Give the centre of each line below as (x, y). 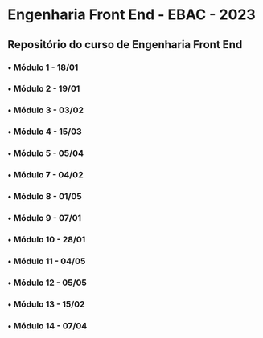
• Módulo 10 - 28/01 (47, 239)
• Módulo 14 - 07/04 (47, 325)
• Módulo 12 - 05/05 (47, 283)
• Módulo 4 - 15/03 (45, 132)
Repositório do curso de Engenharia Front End (125, 45)
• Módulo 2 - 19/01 (44, 88)
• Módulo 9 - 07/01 (45, 218)
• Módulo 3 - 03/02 (45, 110)
